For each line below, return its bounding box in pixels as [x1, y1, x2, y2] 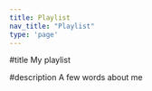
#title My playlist [9, 55, 71, 66]
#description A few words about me [9, 72, 143, 83]
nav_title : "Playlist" [9, 22, 95, 31]
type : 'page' [9, 30, 59, 39]
